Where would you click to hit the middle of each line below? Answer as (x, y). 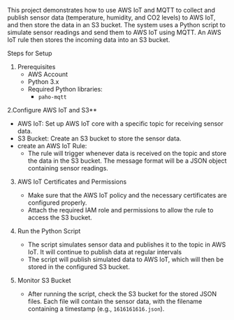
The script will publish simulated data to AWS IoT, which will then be (126, 259)
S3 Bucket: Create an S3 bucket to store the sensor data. (99, 138)
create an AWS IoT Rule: (52, 146)
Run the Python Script (49, 231)
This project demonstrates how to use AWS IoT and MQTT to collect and (111, 10)
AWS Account (48, 74)
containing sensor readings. (68, 168)
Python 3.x (43, 82)
